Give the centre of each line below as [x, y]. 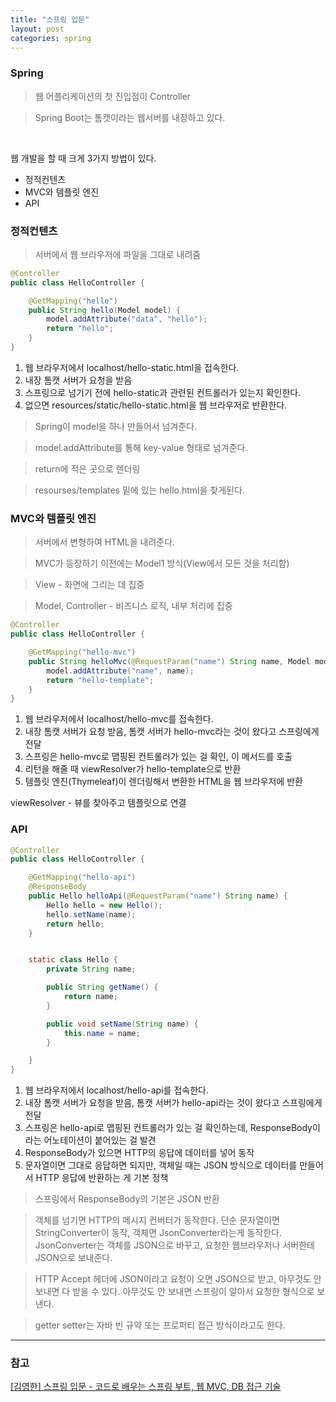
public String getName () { [102, 987]
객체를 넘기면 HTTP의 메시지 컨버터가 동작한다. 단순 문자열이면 [157, 1220]
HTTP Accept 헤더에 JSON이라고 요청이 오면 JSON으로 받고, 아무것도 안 [178, 1279]
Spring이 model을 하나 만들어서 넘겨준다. [116, 426]
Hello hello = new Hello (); [104, 905]
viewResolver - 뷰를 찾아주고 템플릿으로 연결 [98, 803]
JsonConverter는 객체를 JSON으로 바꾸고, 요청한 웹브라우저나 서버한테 [174, 1245]
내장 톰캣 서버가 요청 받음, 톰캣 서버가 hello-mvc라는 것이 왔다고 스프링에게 [172, 732]
